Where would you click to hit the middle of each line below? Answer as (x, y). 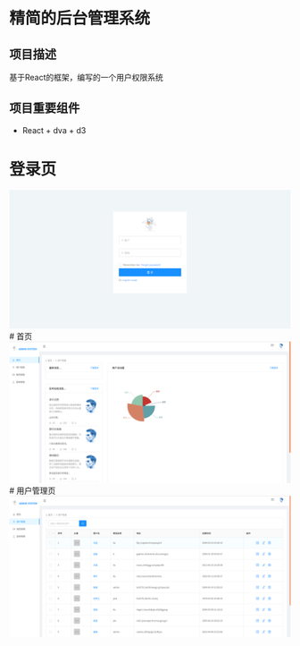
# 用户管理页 (33, 491)
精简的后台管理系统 (80, 18)
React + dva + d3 (54, 130)
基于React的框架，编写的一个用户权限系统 (86, 77)
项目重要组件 (45, 108)
